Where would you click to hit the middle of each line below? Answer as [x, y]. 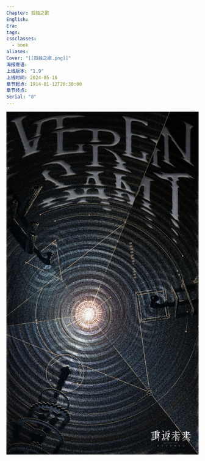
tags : [13, 32]
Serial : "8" [21, 97]
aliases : [17, 52]
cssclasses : [21, 39]
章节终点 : [17, 91]
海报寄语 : [17, 64]
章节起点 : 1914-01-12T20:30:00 [44, 84]
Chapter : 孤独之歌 [28, 13]
